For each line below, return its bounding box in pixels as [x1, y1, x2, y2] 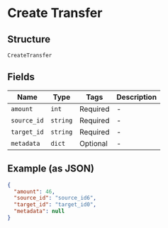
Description [116, 92, 157, 102]
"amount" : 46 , [13, 188, 55, 195]
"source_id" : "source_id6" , [13, 195, 97, 202]
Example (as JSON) [7, 163, 94, 175]
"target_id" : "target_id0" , [13, 201, 97, 208]
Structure [7, 33, 51, 45]
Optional [79, 138, 108, 148]
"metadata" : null [13, 207, 65, 215]
